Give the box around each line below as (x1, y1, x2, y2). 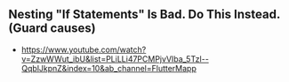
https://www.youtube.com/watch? (20, 44, 147, 55)
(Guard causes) (8, 21, 96, 36)
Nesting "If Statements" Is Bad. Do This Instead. (8, 7, 281, 22)
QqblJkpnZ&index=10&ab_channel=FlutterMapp (20, 63, 197, 73)
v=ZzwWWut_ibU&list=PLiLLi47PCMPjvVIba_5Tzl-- (20, 53, 210, 64)
